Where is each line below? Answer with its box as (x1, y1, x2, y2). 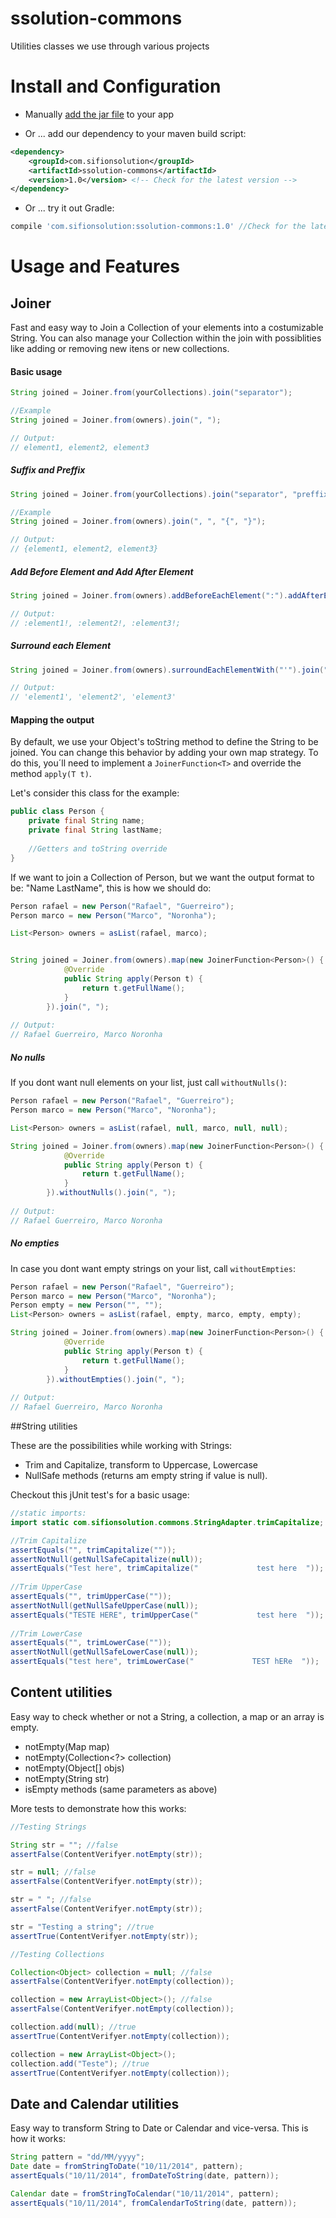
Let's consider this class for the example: (10, 787, 180, 799)
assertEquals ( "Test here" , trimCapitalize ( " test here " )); (10, 1563, 325, 1574)
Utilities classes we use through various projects (10, 40, 210, 52)
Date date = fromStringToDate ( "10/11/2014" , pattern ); (10, 2162, 244, 2172)
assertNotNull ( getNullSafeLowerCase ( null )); (10, 1647, 199, 1657)
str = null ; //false (10, 1867, 97, 1877)
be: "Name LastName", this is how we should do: (10, 882, 212, 894)
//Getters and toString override (28, 843, 168, 854)
